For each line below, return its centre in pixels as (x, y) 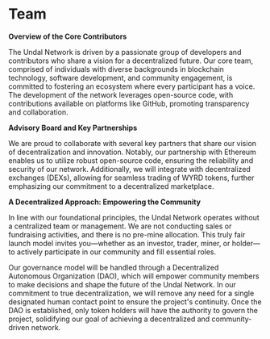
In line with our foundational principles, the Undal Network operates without (134, 217)
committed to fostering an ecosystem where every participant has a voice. (132, 86)
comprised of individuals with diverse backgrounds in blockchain (116, 69)
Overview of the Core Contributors (68, 36)
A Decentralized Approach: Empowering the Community (105, 202)
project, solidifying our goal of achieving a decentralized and (109, 319)
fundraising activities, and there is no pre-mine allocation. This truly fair (127, 234)
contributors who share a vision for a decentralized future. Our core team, (131, 61)
